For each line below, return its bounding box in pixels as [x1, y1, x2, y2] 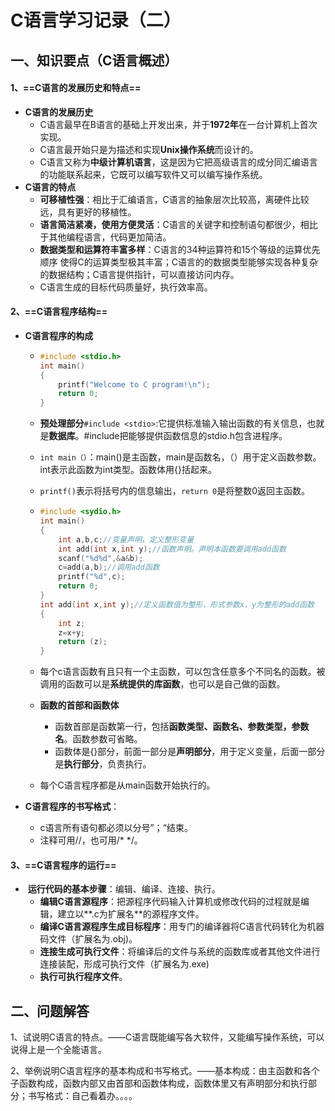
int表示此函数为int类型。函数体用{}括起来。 [39, 464, 218, 476]
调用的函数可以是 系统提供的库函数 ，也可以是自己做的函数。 [39, 678, 286, 690]
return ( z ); [58, 637, 108, 647]
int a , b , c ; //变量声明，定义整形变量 [58, 534, 195, 545]
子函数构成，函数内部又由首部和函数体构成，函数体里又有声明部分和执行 [10, 1077, 308, 1090]
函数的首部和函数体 [39, 699, 120, 711]
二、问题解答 [10, 1002, 90, 1020]
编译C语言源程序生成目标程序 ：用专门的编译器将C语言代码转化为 [39, 921, 308, 933]
